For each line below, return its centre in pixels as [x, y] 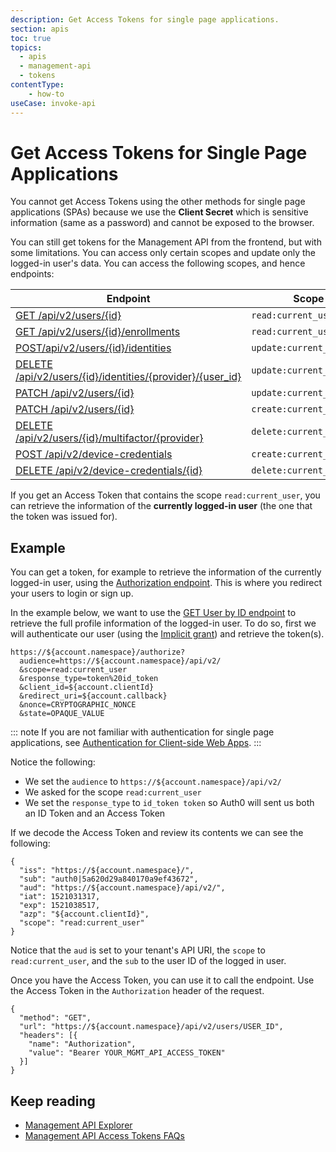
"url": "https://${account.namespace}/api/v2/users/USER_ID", [151, 1027]
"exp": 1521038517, [60, 906]
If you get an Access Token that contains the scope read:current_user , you [165, 495]
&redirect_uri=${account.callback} [93, 696]
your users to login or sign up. [72, 593]
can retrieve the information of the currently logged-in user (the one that [161, 506]
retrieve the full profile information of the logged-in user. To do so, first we [163, 623]
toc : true [31, 38]
